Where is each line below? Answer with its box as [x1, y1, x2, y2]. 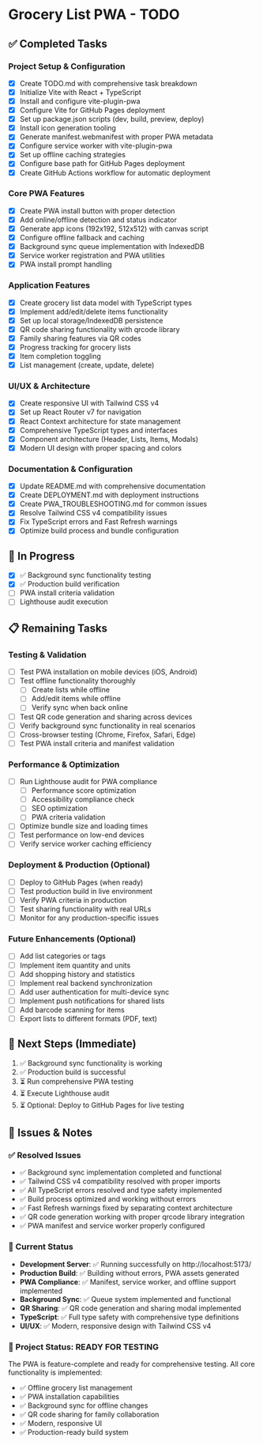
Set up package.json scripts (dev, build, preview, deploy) [19, 115, 205, 124]
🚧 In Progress [8, 549, 75, 563]
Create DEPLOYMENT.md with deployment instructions [19, 490, 200, 500]
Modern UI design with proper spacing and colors [19, 443, 182, 452]
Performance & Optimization [8, 759, 120, 770]
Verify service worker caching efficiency [19, 839, 152, 849]
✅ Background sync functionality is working [19, 1058, 163, 1068]
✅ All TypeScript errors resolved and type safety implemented [19, 1186, 223, 1195]
